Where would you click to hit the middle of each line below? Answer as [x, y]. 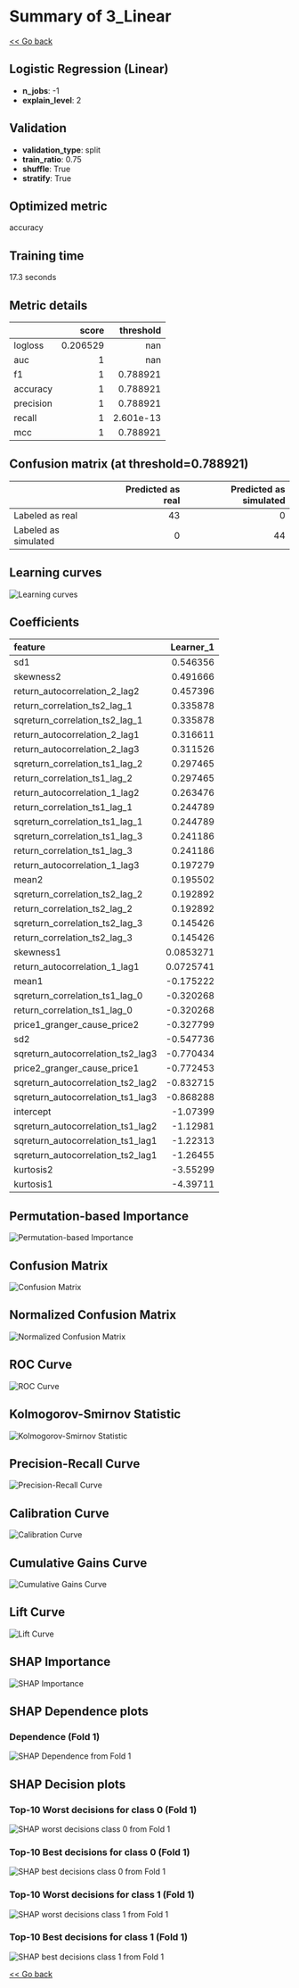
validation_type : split [61, 150]
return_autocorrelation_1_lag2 [77, 793]
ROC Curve [41, 1365]
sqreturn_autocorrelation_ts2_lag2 [85, 1083]
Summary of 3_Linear [90, 17]
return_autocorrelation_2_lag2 [77, 692]
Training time [47, 256]
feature [30, 647]
